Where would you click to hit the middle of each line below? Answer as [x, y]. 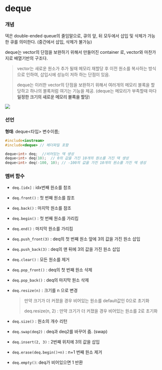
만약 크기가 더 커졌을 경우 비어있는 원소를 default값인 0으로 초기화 [87, 301]
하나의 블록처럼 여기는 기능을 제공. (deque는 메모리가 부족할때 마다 [93, 91]
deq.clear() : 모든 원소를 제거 [41, 260]
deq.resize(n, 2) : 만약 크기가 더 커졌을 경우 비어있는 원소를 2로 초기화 [91, 311]
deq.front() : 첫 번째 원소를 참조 [43, 198]
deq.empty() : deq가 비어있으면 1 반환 [48, 362]
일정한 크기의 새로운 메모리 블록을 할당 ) [54, 97]
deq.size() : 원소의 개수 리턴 [40, 321]
